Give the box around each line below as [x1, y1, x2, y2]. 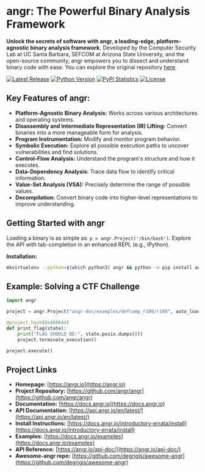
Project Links [6, 364, 57, 375]
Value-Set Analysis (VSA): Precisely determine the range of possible [15, 180, 190, 188]
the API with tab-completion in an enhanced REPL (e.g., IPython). [6, 240, 170, 248]
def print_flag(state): [6, 325, 67, 331]
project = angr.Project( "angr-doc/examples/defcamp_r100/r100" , [6, 309, 173, 315]
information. [15, 174, 46, 182]
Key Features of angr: [6, 93, 90, 103]
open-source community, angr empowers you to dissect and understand [6, 57, 189, 64]
